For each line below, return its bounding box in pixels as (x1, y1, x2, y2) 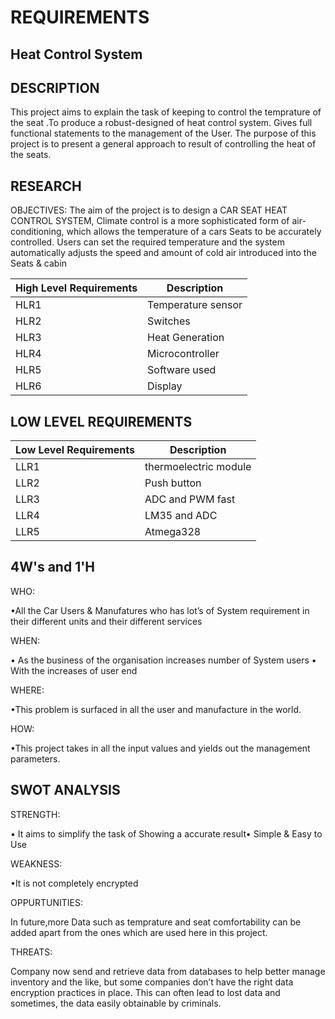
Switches (147, 314, 191, 328)
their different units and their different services (10, 615, 203, 627)
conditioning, (10, 226, 65, 238)
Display (147, 379, 183, 393)
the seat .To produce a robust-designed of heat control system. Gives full (10, 117, 313, 129)
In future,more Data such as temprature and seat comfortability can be (10, 916, 302, 928)
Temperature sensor (147, 298, 243, 312)
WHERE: (10, 684, 45, 696)
